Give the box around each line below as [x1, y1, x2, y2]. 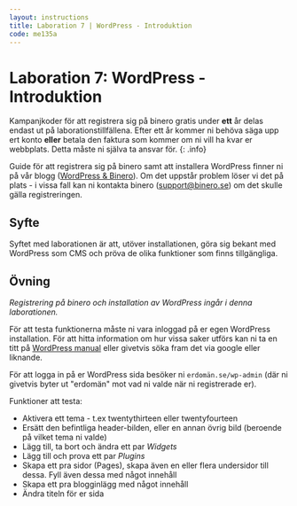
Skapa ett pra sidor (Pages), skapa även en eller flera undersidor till [21, 460, 269, 471]
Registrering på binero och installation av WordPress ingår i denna [9, 297, 253, 307]
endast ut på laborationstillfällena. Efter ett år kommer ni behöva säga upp [9, 125, 279, 136]
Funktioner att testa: [9, 395, 82, 406]
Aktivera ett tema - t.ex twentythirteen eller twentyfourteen [21, 413, 238, 424]
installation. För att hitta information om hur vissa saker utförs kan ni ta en [9, 333, 277, 344]
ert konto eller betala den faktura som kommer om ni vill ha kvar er [9, 135, 253, 145]
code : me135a [9, 29, 58, 38]
